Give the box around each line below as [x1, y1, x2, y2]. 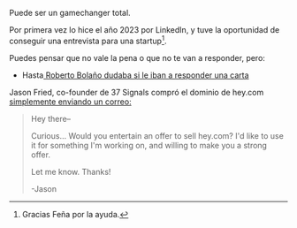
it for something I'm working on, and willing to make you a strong [30, 140, 268, 150]
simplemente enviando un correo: [9, 96, 132, 107]
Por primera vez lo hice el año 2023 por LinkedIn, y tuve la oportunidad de [9, 25, 280, 34]
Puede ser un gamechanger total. [9, 8, 131, 18]
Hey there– [30, 113, 72, 124]
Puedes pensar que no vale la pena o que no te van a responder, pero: [9, 52, 265, 63]
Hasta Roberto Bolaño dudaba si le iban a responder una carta [21, 70, 249, 80]
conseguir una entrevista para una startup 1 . [9, 34, 167, 46]
